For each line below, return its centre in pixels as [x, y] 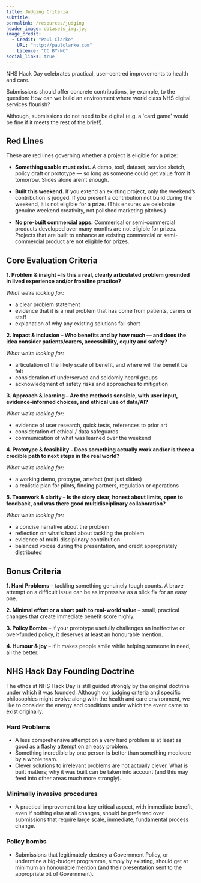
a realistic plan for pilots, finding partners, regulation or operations [97, 486]
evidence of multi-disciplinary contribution [67, 540]
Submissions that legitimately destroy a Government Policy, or [91, 854]
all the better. [22, 652]
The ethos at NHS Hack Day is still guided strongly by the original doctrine [98, 686]
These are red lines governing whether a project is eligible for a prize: [92, 155]
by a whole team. [36, 759]
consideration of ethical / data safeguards [67, 432]
